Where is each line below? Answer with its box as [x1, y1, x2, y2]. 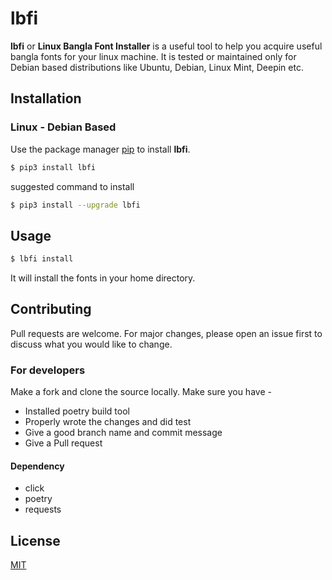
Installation [10, 90, 82, 107]
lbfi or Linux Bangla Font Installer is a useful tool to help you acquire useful [10, 40, 323, 52]
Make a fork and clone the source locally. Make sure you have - [10, 386, 272, 398]
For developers [10, 363, 86, 377]
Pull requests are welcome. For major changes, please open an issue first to [10, 327, 323, 339]
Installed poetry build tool [24, 405, 130, 417]
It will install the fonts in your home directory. [10, 272, 196, 284]
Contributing [10, 301, 92, 318]
